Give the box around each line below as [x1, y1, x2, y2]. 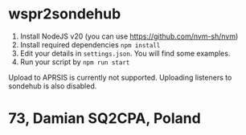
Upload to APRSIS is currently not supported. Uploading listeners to [8, 72, 232, 82]
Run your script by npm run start [19, 57, 130, 67]
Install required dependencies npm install [19, 39, 161, 49]
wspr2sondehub [8, 5, 121, 23]
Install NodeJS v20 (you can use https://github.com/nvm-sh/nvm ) [19, 31, 239, 41]
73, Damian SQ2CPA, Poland [8, 109, 201, 128]
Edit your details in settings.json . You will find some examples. [19, 48, 231, 58]
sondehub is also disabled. [8, 81, 97, 91]
